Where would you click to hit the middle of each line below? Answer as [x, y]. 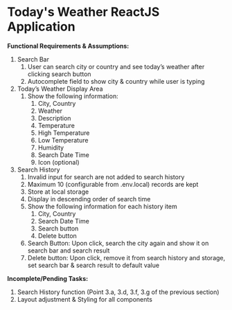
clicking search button [59, 74]
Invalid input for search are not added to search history [106, 176]
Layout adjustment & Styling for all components [84, 299]
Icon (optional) [59, 162]
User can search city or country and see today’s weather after [116, 66]
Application [41, 27]
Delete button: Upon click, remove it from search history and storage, [126, 257]
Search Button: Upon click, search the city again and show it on [118, 243]
